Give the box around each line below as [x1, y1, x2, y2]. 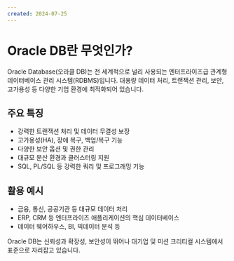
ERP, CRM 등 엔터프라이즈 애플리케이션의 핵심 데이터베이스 [17, 213, 180, 222]
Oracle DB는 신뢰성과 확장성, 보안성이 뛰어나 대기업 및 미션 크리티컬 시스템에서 [7, 237, 223, 246]
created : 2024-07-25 [7, 10, 68, 18]
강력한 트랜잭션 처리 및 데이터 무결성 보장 [17, 127, 130, 135]
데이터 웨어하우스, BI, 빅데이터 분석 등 [17, 222, 121, 231]
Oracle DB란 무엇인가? [7, 43, 133, 58]
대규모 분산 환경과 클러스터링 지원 [17, 154, 110, 162]
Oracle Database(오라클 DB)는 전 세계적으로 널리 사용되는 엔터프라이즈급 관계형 [7, 67, 228, 76]
